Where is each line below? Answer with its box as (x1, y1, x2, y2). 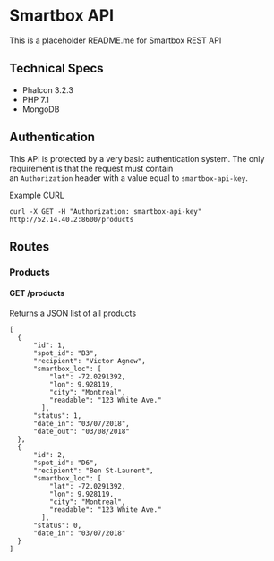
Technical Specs (9, 61, 105, 76)
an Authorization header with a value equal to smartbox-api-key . (9, 172, 248, 183)
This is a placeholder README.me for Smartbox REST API (9, 35, 222, 46)
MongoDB (21, 104, 60, 115)
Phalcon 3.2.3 (21, 84, 74, 95)
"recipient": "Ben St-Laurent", (32, 466, 154, 475)
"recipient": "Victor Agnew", (32, 357, 146, 366)
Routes (9, 239, 50, 254)
